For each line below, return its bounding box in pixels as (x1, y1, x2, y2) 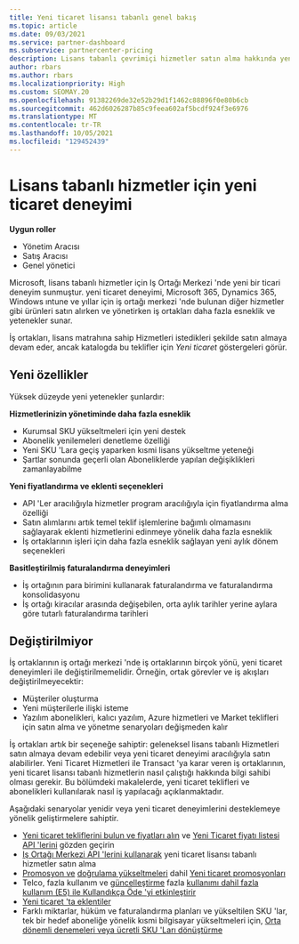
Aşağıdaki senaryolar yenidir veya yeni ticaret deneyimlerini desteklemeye (9, 803, 280, 814)
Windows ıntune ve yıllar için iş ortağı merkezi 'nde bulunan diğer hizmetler (9, 295, 285, 307)
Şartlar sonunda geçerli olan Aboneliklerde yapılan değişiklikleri (21, 454, 255, 464)
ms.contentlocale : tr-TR (9, 121, 101, 130)
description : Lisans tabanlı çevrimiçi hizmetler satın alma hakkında (9, 54, 277, 63)
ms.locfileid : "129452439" (9, 137, 109, 146)
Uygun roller (9, 223, 56, 234)
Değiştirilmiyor (9, 633, 93, 649)
